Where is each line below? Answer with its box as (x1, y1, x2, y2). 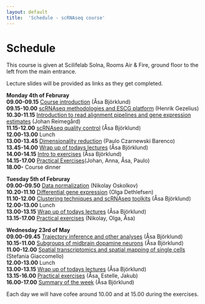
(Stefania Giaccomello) (6, 252, 64, 260)
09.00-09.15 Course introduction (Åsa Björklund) (6, 98, 131, 106)
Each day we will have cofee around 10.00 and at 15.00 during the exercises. (6, 290, 199, 298)
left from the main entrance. (6, 68, 76, 76)
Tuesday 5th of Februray (6, 176, 70, 183)
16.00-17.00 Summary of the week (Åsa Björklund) (6, 279, 135, 286)
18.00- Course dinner (6, 163, 61, 171)
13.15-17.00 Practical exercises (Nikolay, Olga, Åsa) (6, 214, 136, 222)
